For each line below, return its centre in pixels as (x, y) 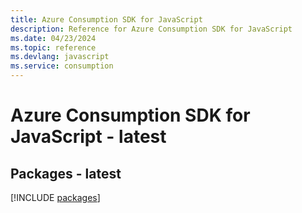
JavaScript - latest (88, 137)
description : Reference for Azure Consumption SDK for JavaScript (151, 29)
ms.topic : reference (53, 47)
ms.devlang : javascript (60, 57)
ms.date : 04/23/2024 (53, 38)
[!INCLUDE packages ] (55, 197)
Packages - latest (66, 173)
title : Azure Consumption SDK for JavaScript (106, 19)
